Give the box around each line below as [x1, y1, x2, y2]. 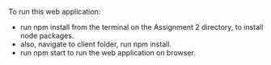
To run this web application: [8, 7, 101, 16]
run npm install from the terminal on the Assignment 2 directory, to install [19, 22, 264, 31]
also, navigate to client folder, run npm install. [19, 39, 172, 49]
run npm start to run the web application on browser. [19, 48, 197, 57]
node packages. [19, 31, 74, 40]
